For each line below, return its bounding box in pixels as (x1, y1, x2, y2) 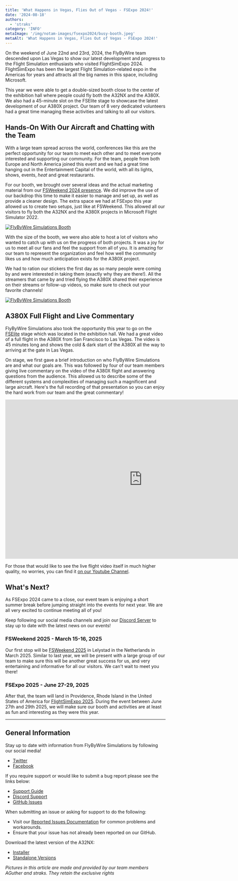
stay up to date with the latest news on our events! (5, 623, 111, 629)
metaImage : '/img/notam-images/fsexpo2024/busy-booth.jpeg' (5, 31, 136, 36)
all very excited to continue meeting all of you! (5, 607, 102, 613)
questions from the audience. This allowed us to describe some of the (5, 373, 152, 379)
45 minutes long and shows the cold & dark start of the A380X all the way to (5, 341, 165, 348)
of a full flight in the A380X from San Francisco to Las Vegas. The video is (5, 336, 160, 342)
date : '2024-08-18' (5, 12, 47, 17)
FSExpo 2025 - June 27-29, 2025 (5, 681, 89, 688)
